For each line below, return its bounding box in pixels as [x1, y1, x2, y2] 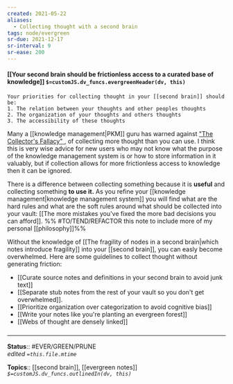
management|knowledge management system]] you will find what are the [7, 195, 218, 203]
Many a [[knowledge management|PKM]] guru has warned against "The [7, 130, 214, 138]
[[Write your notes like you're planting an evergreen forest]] [17, 310, 187, 319]
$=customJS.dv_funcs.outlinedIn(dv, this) [7, 371, 132, 378]
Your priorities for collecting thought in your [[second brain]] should [7, 93, 225, 101]
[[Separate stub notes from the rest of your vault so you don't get [17, 288, 205, 297]
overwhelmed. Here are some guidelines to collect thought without [7, 253, 198, 261]
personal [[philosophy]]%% [7, 224, 87, 233]
